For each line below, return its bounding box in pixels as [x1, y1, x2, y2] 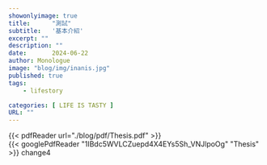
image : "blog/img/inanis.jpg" [8, 64, 111, 72]
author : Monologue [8, 57, 70, 65]
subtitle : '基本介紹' [8, 27, 83, 35]
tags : [8, 79, 27, 87]
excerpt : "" [8, 34, 49, 43]
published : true [8, 72, 63, 80]
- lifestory [23, 86, 63, 95]
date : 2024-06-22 [8, 49, 89, 57]
